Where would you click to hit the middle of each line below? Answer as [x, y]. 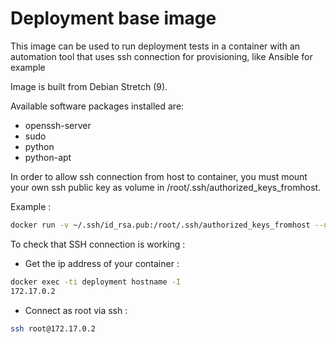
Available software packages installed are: [97, 106]
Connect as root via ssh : [76, 310]
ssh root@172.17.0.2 [53, 328]
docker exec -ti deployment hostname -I [96, 282]
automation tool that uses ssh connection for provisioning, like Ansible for [161, 56]
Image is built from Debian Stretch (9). [89, 86]
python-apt [48, 157]
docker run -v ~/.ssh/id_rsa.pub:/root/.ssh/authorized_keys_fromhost [160, 225]
